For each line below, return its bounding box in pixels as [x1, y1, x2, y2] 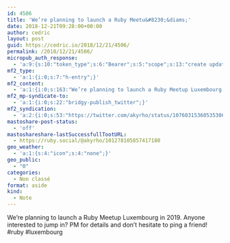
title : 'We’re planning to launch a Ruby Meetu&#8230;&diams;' [7, 16, 192, 23]
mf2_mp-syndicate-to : [7, 93, 69, 100]
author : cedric [7, 29, 51, 36]
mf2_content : [7, 80, 44, 87]
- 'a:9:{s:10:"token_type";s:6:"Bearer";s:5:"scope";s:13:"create [13, 61, 207, 68]
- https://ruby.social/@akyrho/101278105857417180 [13, 138, 161, 144]
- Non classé [13, 175, 51, 182]
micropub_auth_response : [7, 55, 78, 62]
